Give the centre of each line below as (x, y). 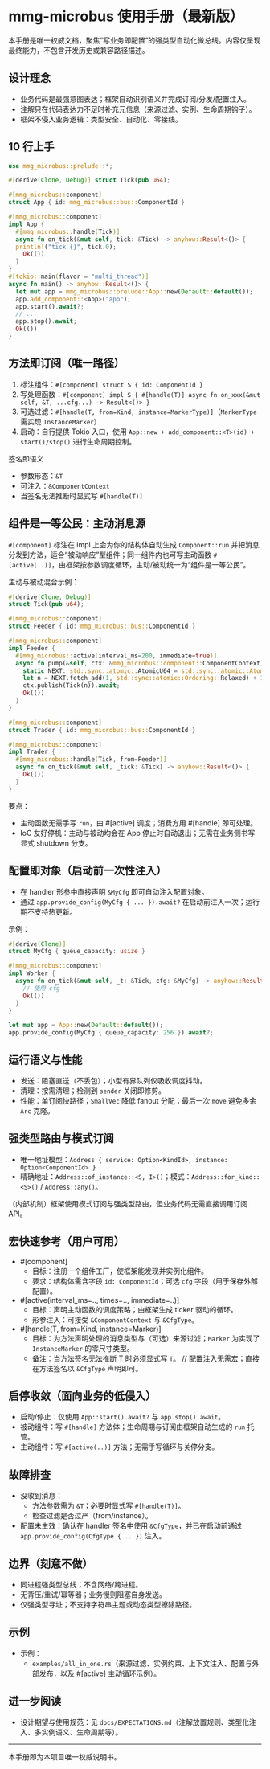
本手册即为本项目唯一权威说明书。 (65, 1756)
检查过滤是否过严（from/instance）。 (92, 1516)
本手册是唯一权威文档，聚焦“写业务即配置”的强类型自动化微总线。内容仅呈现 (135, 40)
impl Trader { (32, 752)
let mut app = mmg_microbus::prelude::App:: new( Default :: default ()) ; (134, 291)
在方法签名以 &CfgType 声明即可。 (87, 1368)
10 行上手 (31, 147)
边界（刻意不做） (51, 1564)
